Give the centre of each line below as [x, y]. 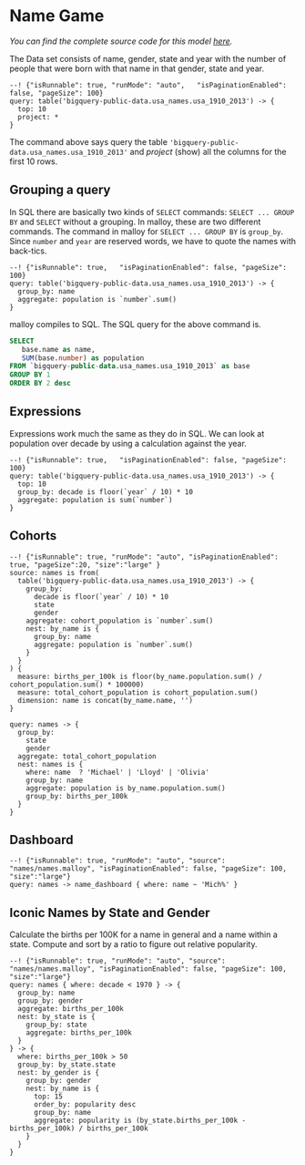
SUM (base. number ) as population [83, 358]
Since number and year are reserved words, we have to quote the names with [152, 241]
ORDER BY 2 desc [40, 384]
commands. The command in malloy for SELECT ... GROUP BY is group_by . [147, 231]
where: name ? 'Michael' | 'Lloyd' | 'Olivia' [117, 772]
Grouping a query [60, 190]
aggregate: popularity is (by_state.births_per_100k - [140, 1121]
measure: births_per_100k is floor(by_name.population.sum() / [140, 676]
